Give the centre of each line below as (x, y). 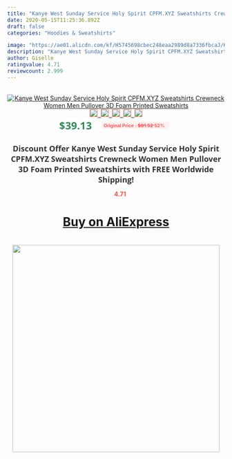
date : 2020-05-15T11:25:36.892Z (54, 20)
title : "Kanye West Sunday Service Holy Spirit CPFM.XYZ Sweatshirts (109, 13)
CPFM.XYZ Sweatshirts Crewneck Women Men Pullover (116, 159)
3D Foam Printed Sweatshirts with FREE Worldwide (116, 169)
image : (17, 46)
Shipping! (116, 179)
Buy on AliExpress (116, 222)
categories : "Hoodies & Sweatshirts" (61, 33)
